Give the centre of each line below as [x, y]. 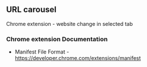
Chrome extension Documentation [57, 39]
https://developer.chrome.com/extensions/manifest [78, 58]
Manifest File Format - [42, 52]
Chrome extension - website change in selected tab [69, 24]
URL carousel [31, 10]
